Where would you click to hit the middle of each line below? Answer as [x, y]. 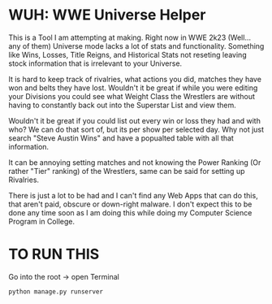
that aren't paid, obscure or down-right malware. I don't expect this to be [130, 204]
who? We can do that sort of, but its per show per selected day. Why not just [136, 129]
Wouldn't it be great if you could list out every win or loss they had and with [135, 120]
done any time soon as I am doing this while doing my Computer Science [130, 212]
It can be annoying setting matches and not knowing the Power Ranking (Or [135, 162]
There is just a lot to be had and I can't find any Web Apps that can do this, [133, 195]
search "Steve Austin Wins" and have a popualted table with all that [121, 138]
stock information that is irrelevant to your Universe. [95, 63]
